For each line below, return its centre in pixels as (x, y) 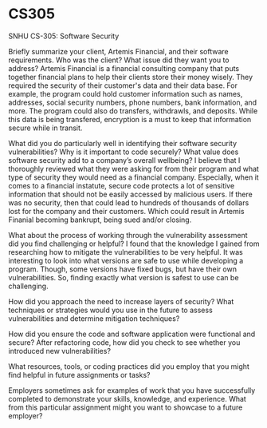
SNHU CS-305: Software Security (64, 36)
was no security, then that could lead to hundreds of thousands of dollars (129, 202)
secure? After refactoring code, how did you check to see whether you (124, 342)
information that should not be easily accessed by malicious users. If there (130, 194)
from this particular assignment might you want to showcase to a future (126, 407)
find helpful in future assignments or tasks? (79, 374)
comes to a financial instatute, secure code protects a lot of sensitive (122, 185)
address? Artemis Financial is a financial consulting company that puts (124, 68)
